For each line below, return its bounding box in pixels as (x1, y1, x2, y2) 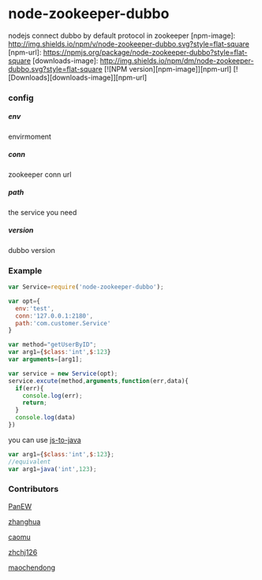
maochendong (8, 563, 56, 572)
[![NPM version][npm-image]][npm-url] (103, 64, 232, 73)
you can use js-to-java (8, 435, 81, 444)
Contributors (8, 484, 59, 495)
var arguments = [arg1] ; (8, 355, 83, 363)
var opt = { (8, 297, 41, 305)
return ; (22, 399, 47, 407)
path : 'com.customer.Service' (15, 319, 111, 327)
